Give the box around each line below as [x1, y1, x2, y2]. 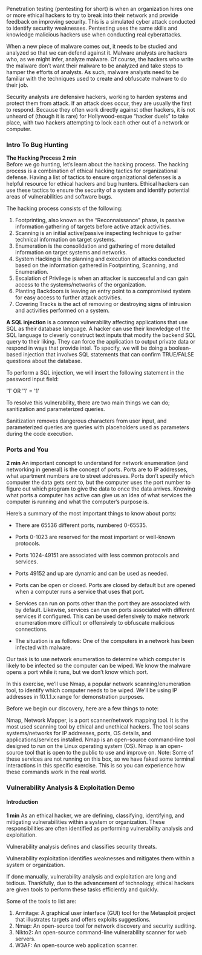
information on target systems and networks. [15, 249, 128, 256]
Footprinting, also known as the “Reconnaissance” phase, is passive [15, 217, 185, 224]
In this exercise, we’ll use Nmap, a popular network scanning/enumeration [6, 680, 191, 687]
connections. [15, 625, 48, 633]
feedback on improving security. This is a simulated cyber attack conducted [6, 18, 195, 25]
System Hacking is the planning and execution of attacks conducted [15, 255, 186, 263]
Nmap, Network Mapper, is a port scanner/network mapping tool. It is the [6, 716, 189, 724]
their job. [6, 81, 29, 89]
